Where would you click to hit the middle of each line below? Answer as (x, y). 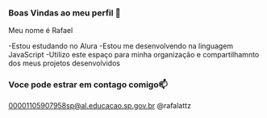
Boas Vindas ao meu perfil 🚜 (65, 13)
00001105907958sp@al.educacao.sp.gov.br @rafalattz (100, 105)
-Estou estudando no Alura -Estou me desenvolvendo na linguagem (121, 46)
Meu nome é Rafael (41, 31)
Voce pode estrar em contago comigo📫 (88, 85)
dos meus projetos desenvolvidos (65, 63)
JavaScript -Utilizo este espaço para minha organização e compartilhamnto (134, 55)
